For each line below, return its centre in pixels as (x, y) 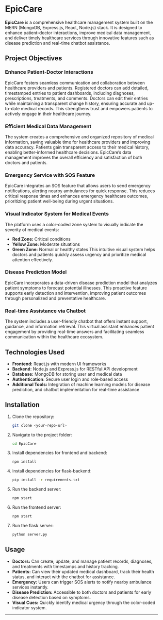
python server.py (30, 534)
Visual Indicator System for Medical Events (57, 214)
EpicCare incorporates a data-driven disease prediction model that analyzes (81, 283)
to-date (13, 108)
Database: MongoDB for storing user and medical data (67, 374)
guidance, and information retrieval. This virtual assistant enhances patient (80, 327)
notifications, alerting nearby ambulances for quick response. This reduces (80, 191)
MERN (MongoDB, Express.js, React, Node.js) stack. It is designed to (74, 27)
